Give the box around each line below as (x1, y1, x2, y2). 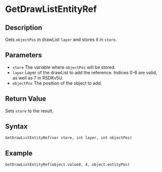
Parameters (5, 51, 42, 59)
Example (5, 149, 33, 158)
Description (5, 23, 42, 32)
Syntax (5, 122, 28, 131)
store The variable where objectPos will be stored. (12, 64, 116, 70)
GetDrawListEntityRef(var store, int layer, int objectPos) (5, 136, 133, 141)
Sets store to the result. (5, 108, 54, 114)
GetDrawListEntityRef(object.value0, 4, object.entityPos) (5, 162, 130, 168)
